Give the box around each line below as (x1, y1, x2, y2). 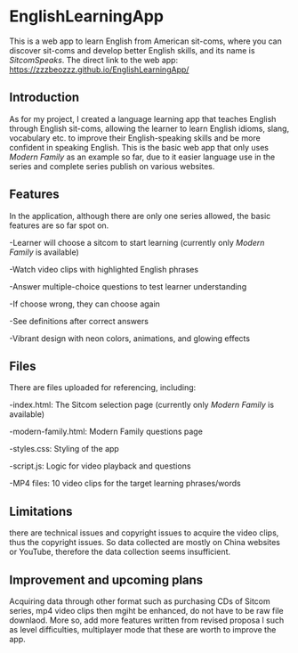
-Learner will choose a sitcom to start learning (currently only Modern (9, 237, 265, 248)
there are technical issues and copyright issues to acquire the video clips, (9, 527, 279, 538)
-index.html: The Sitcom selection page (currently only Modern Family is (9, 399, 274, 411)
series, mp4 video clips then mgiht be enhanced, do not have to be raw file (9, 606, 284, 616)
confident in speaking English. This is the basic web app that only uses (9, 142, 270, 152)
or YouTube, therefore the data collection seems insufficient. (9, 546, 231, 558)
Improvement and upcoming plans (9, 572, 204, 587)
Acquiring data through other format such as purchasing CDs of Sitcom (9, 596, 270, 607)
